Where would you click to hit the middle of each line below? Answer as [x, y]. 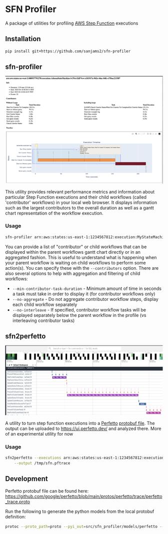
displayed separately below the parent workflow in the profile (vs [79, 315]
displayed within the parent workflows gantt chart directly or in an [73, 252]
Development [27, 479]
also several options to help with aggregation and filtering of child [73, 273]
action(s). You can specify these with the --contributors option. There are [82, 268]
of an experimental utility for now [39, 434]
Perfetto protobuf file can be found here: [47, 491]
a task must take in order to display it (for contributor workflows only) [84, 294]
